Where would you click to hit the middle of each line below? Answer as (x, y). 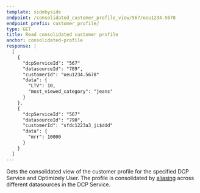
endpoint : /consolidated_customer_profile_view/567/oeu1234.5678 (91, 18)
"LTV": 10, (42, 86)
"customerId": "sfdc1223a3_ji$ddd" (68, 126)
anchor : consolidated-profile (45, 40)
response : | (21, 46)
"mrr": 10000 (45, 137)
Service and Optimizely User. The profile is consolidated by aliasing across (100, 178)
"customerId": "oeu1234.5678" (61, 75)
